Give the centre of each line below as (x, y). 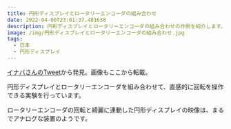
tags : (15, 39)
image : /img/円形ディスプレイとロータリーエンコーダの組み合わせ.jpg (96, 33)
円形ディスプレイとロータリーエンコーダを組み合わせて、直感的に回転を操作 (115, 86)
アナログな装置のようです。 (52, 118)
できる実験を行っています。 (46, 95)
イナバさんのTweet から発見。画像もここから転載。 (79, 72)
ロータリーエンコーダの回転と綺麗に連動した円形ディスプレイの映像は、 (110, 110)
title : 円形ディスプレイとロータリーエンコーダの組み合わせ (82, 13)
